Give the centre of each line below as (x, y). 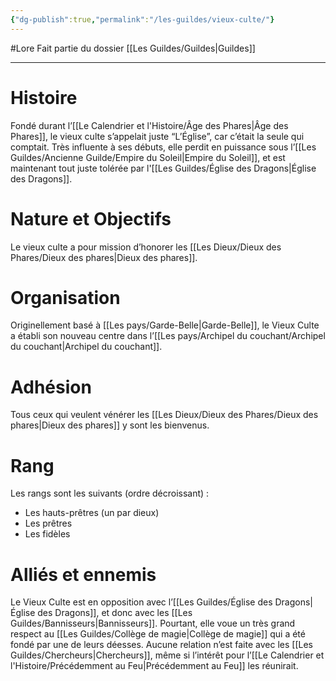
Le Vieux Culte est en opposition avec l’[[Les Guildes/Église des (141, 602)
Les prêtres (48, 523)
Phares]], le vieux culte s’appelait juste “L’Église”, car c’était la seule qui (157, 136)
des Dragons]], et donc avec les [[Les (115, 613)
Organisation (65, 297)
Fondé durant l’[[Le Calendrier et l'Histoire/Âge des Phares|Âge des (149, 125)
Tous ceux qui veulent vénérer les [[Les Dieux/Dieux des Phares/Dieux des (164, 415)
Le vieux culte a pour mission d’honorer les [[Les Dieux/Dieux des (146, 247)
